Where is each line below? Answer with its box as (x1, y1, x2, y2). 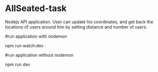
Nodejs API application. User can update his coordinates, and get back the (5, 19, 154, 25)
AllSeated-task (5, 3, 67, 14)
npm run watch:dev (5, 43, 44, 48)
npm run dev (5, 61, 30, 67)
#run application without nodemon (5, 52, 74, 58)
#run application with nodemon (5, 33, 67, 39)
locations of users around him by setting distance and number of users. (5, 24, 147, 29)
